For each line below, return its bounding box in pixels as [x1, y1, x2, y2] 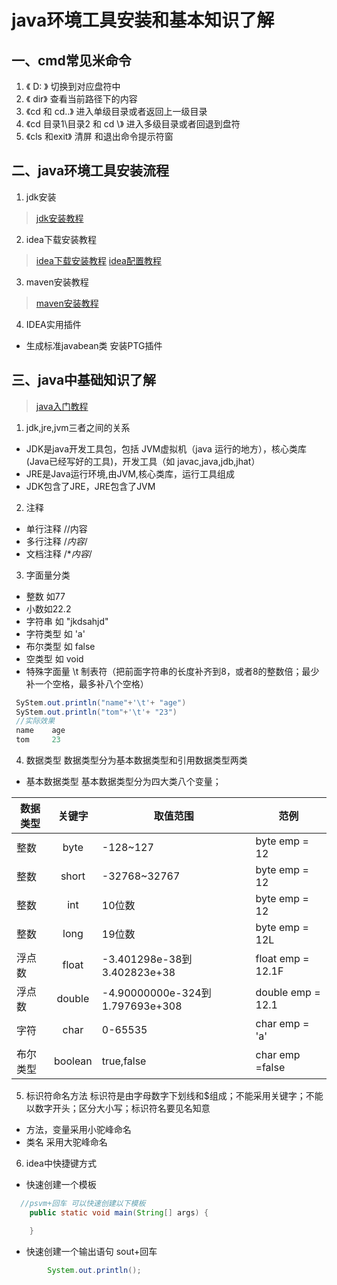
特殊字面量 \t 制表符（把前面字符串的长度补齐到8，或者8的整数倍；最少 [25, 665, 320, 677]
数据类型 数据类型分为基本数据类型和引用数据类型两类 [25, 754, 248, 766]
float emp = [255, 952, 310, 965]
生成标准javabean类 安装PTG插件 [25, 339, 163, 351]
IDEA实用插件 [25, 318, 82, 330]
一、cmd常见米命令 [11, 52, 132, 69]
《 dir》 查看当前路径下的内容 [25, 93, 138, 105]
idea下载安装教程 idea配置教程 [35, 254, 162, 266]
